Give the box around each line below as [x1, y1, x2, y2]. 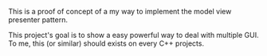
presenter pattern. [8, 15, 68, 24]
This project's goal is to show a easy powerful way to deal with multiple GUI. [8, 31, 259, 39]
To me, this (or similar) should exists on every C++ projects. [8, 39, 205, 48]
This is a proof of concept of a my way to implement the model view [8, 7, 232, 16]
